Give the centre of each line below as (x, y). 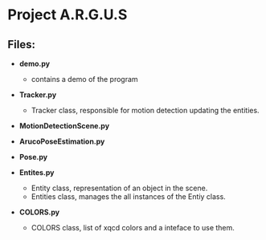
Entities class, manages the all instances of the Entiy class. (128, 197)
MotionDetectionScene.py (64, 126)
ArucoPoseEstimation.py (62, 141)
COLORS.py (39, 212)
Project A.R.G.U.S (68, 15)
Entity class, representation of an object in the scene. (119, 188)
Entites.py (37, 173)
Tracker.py (38, 95)
